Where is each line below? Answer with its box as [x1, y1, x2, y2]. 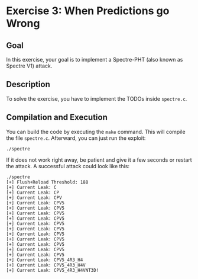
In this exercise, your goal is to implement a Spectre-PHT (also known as [6, 56, 183, 63]
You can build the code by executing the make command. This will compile [6, 128, 186, 135]
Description [6, 79, 50, 89]
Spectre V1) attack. [6, 62, 53, 69]
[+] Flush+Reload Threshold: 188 [6, 179, 89, 185]
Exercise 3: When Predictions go [6, 4, 170, 18]
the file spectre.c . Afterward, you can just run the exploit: [6, 134, 146, 142]
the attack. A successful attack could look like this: [6, 162, 130, 169]
